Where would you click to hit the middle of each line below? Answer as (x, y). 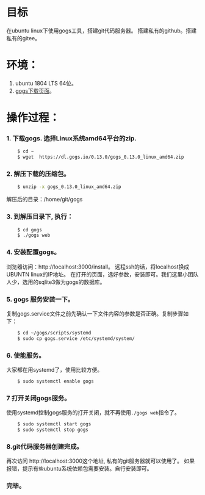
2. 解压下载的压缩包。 (38, 174)
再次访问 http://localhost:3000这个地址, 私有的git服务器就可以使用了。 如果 (101, 461)
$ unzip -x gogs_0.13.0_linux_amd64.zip (69, 187)
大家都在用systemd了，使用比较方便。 (55, 369)
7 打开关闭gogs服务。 (38, 398)
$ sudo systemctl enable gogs (56, 381)
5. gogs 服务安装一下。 (40, 299)
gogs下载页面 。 (35, 91)
